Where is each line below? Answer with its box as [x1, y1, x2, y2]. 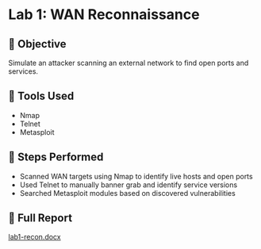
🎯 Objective [8, 37, 67, 51]
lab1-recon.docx [8, 232, 61, 242]
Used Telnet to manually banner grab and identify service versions [19, 180, 238, 190]
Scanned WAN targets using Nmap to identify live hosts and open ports [19, 171, 253, 181]
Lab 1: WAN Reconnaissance [8, 6, 200, 24]
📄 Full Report [8, 212, 73, 225]
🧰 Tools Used [8, 90, 75, 103]
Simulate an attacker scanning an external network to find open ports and [8, 58, 249, 67]
